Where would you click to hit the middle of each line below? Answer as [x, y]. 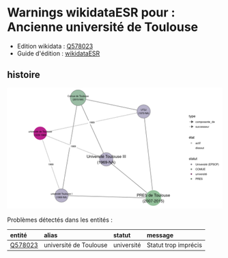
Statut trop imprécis [174, 245]
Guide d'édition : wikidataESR [58, 53]
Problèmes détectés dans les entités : [60, 220]
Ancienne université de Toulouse [103, 27]
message [160, 235]
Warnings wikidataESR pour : [91, 13]
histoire [24, 75]
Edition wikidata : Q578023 [55, 46]
